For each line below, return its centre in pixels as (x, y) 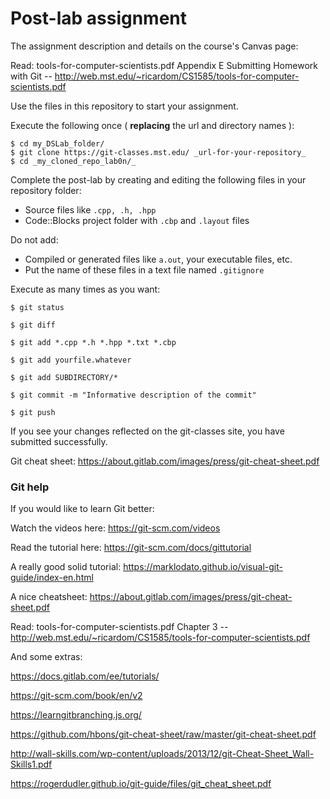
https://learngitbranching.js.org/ (76, 715)
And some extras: (46, 657)
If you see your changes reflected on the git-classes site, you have (147, 431)
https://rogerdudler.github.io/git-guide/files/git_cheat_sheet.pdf (141, 784)
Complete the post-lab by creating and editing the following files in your (158, 179)
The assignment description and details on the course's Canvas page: (154, 46)
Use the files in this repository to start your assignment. (124, 106)
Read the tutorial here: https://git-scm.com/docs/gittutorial (131, 548)
